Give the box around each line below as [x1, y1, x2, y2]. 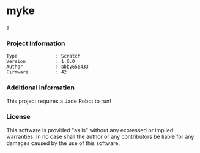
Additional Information [6, 83, 75, 92]
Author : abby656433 [6, 64, 89, 70]
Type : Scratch [6, 53, 81, 59]
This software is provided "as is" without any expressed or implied [6, 126, 174, 133]
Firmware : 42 [6, 69, 67, 75]
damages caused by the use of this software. [6, 139, 120, 147]
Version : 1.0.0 [6, 59, 75, 65]
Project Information [6, 39, 65, 48]
